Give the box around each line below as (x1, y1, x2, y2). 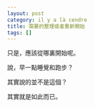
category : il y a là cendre (7, 16, 88, 23)
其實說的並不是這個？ (7, 78, 67, 86)
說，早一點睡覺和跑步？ (7, 63, 73, 72)
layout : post (7, 10, 45, 17)
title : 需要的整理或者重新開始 (7, 23, 85, 29)
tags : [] (7, 29, 32, 36)
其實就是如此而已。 (7, 93, 62, 101)
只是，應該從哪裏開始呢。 (7, 49, 80, 57)
